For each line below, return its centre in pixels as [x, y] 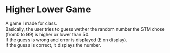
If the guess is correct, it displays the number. [53, 45]
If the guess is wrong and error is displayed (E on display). [66, 40]
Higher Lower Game [48, 9]
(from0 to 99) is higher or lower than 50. [48, 34]
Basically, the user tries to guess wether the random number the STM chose [85, 29]
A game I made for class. [31, 23]
